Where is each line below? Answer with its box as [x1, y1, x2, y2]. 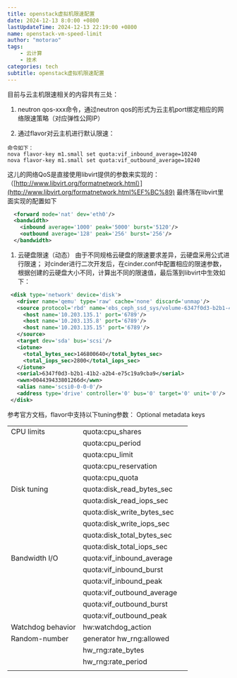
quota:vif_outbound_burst [82, 599, 168, 609]
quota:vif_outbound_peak [82, 610, 167, 620]
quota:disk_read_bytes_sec [82, 484, 173, 494]
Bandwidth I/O [11, 553, 59, 563]
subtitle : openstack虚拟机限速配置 [7, 69, 104, 76]
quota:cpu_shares [82, 426, 142, 436]
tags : [7, 43, 23, 50]
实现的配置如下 [13, 196, 57, 205]
